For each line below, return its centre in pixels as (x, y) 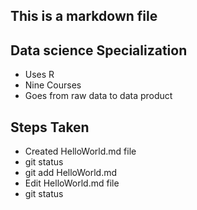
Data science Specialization (99, 50)
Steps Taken (50, 127)
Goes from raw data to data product (98, 96)
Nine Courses (53, 85)
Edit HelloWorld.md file (72, 183)
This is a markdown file (84, 16)
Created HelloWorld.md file (80, 151)
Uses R (39, 75)
